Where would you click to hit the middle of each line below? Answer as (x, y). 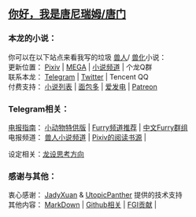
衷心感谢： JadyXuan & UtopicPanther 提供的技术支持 (95, 195)
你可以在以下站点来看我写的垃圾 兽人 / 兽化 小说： (87, 57)
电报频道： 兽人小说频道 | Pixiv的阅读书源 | (78, 137)
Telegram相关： (39, 108)
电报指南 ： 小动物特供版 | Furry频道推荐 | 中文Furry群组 (98, 127)
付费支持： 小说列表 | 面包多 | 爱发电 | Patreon (83, 86)
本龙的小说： (33, 39)
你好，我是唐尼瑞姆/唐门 (67, 14)
